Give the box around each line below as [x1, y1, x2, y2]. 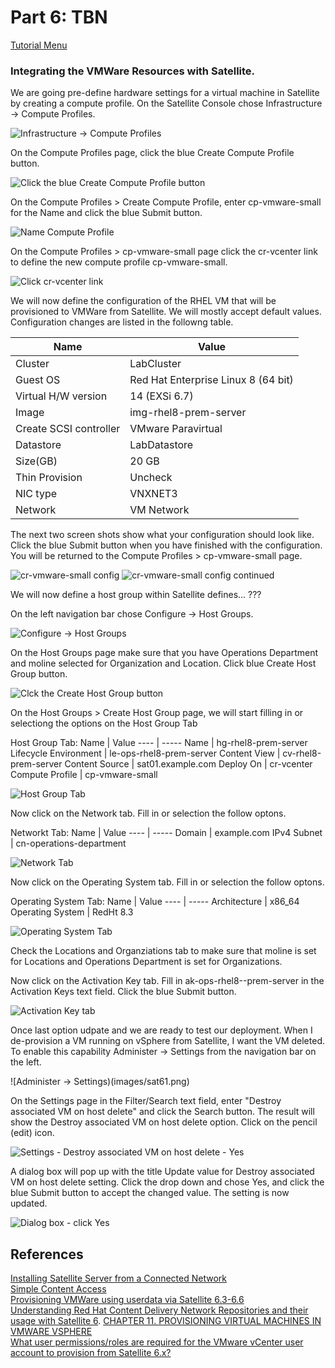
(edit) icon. [10, 1127, 55, 1139]
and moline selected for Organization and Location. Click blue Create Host [10, 657, 317, 670]
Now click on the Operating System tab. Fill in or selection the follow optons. [10, 876, 325, 888]
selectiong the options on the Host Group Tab [10, 717, 198, 730]
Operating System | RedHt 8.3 [10, 906, 134, 918]
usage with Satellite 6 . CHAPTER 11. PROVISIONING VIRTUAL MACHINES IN [10, 1315, 322, 1327]
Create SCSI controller [15, 422, 121, 436]
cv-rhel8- [282, 747, 322, 760]
